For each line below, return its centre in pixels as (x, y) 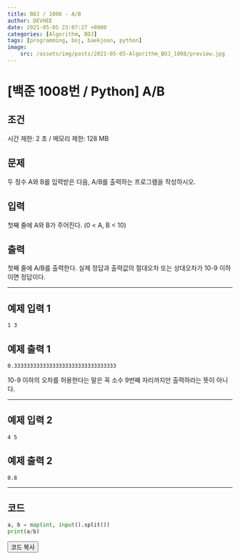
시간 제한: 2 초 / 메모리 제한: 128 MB (58, 138)
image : (17, 47)
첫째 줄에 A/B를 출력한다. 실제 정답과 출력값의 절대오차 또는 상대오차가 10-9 (112, 268)
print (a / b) (24, 532)
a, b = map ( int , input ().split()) (59, 525)
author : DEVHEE (30, 21)
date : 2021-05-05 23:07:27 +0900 (57, 27)
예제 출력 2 (30, 461)
